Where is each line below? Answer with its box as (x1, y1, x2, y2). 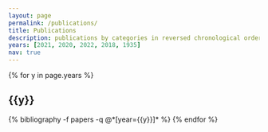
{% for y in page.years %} (8, 71, 94, 80)
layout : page (8, 11, 52, 20)
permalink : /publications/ (8, 19, 98, 27)
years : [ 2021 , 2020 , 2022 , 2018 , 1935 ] (8, 41, 141, 49)
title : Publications (8, 26, 77, 34)
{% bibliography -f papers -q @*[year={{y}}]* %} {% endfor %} (8, 115, 219, 124)
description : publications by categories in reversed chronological (8, 33, 241, 42)
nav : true (8, 49, 41, 56)
